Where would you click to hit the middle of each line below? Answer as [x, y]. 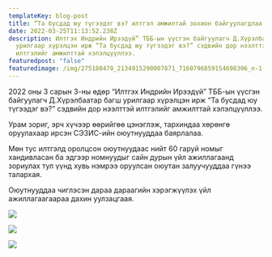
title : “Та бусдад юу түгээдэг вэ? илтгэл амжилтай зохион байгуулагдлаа [136, 23]
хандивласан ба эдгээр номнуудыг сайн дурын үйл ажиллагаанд [121, 157]
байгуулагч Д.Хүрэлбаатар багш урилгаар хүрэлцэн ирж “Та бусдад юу [133, 100]
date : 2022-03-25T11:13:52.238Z [63, 31]
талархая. [25, 174]
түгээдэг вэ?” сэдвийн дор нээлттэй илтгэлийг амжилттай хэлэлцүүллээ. [136, 108]
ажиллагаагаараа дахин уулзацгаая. [71, 198]
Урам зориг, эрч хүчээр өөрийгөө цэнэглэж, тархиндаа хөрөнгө [119, 124]
